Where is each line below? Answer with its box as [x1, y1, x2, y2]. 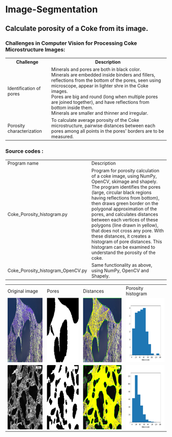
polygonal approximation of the [91, 206, 157, 212]
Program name [7, 160, 39, 167]
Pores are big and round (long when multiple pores [51, 94, 158, 100]
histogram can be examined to [91, 244, 155, 250]
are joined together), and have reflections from [51, 99, 149, 105]
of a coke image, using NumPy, [91, 173, 157, 179]
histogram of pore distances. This [91, 238, 162, 245]
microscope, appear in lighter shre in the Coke [51, 82, 148, 88]
